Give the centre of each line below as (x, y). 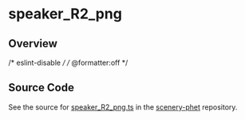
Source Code (41, 88)
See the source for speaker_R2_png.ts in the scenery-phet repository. (123, 107)
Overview (33, 44)
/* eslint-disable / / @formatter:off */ (68, 62)
